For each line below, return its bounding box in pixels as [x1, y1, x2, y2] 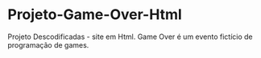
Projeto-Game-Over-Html [7, 6, 182, 24]
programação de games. [7, 40, 89, 49]
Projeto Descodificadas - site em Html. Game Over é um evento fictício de [7, 32, 253, 41]
